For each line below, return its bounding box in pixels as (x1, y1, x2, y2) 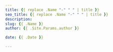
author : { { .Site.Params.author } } (5, 26, 79, 31)
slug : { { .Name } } (5, 21, 43, 26)
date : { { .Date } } (5, 35, 43, 40)
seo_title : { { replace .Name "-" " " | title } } (5, 12, 108, 17)
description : (5, 16, 32, 21)
